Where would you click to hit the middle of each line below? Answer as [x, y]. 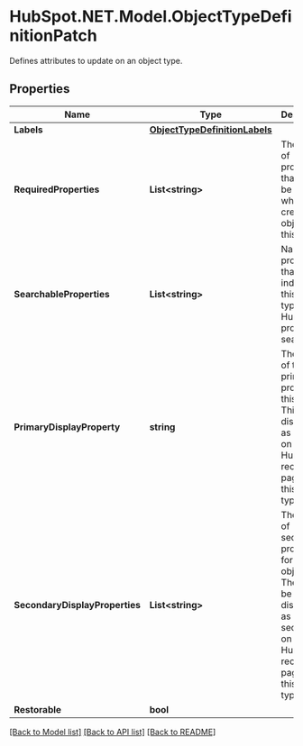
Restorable [37, 709]
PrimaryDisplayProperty [67, 427]
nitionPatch [53, 36]
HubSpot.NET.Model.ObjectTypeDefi [151, 17]
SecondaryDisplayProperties [78, 605]
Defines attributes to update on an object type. [96, 60]
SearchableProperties [62, 294]
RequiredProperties [57, 189]
